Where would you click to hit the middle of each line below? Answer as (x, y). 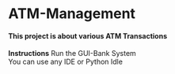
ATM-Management (72, 14)
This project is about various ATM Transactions (88, 35)
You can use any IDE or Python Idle (65, 62)
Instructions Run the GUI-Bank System (72, 54)
